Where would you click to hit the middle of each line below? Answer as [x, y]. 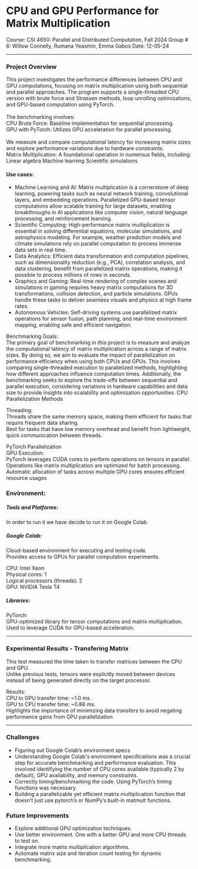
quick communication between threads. [54, 435]
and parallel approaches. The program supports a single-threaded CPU [93, 92]
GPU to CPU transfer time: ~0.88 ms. [51, 704]
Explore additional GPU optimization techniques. [73, 828]
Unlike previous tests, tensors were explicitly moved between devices [91, 674]
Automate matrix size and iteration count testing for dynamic [88, 853]
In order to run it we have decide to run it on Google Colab [77, 522]
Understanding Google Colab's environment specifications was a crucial [102, 756]
